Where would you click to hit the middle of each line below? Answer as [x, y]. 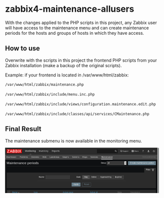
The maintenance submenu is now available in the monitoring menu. [74, 141]
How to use [22, 48]
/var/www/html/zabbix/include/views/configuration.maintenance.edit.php [81, 104]
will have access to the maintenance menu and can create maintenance [77, 27]
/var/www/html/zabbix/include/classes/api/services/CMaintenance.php [77, 114]
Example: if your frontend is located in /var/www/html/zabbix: [67, 75]
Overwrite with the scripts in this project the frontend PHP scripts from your [81, 60]
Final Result [23, 129]
